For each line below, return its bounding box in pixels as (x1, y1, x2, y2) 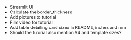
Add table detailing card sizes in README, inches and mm (9, 25, 127, 30)
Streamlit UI (9, 4, 34, 10)
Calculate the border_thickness (9, 9, 72, 15)
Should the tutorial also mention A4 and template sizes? (9, 30, 122, 35)
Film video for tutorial (9, 19, 53, 25)
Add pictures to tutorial (9, 14, 56, 20)
